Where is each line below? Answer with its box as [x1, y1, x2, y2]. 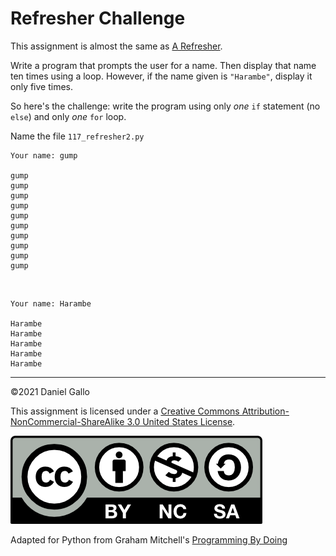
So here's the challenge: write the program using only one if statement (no [10, 100, 321, 112]
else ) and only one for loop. [10, 110, 127, 122]
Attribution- [241, 405, 290, 417]
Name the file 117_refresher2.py [10, 130, 145, 142]
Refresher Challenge [10, 7, 186, 30]
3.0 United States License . [126, 415, 236, 427]
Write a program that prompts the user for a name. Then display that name [10, 59, 317, 71]
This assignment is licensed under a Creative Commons [10, 405, 240, 417]
